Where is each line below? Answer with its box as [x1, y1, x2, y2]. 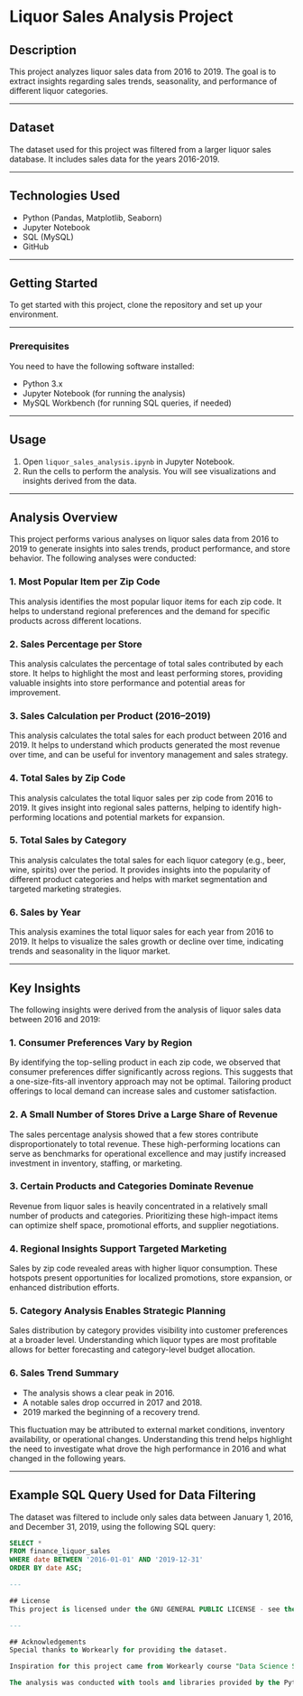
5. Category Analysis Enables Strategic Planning [9, 1305, 226, 1318]
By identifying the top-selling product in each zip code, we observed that [9, 1057, 281, 1067]
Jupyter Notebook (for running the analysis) [22, 387, 187, 398]
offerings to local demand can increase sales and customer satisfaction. [9, 1086, 278, 1096]
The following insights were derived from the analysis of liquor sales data [9, 1004, 281, 1015]
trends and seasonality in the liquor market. [9, 946, 171, 956]
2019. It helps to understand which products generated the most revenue [9, 740, 280, 750]
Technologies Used [9, 188, 120, 204]
